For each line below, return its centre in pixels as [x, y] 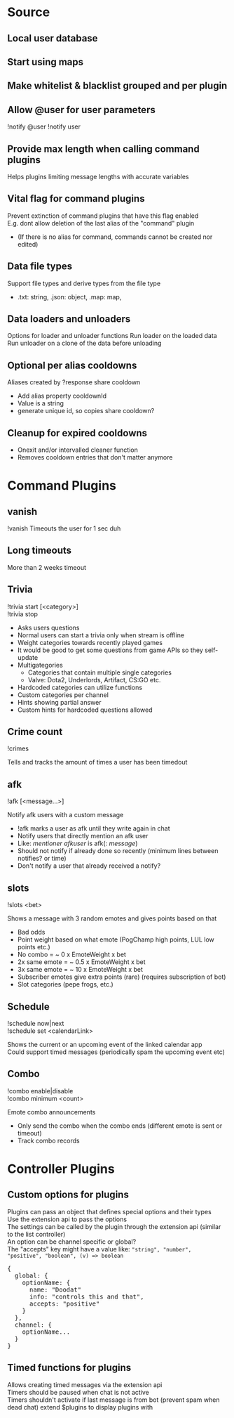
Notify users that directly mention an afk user [83, 836]
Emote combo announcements [51, 1112]
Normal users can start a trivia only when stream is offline [101, 635]
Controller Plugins [61, 1169]
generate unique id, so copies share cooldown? [86, 411]
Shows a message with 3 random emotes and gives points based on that [112, 918]
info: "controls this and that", [87, 1296]
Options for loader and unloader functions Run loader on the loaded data [112, 336]
